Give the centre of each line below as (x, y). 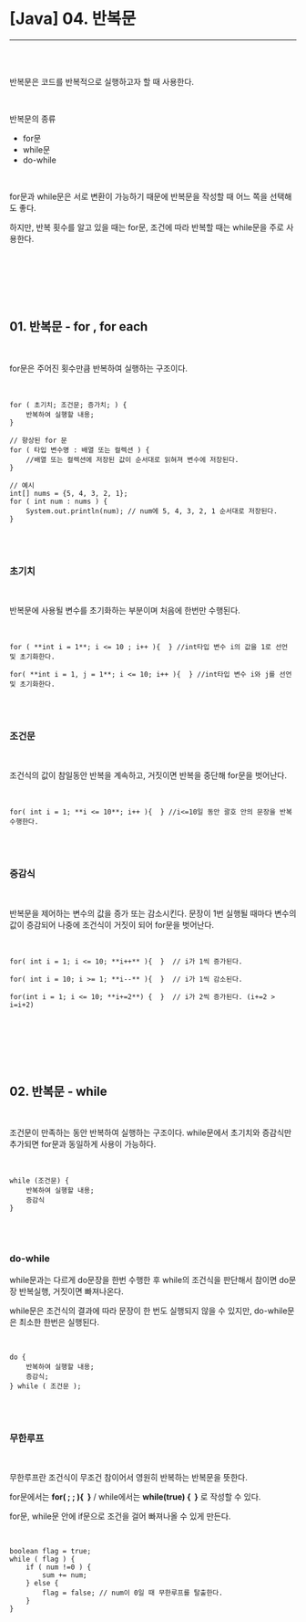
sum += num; (65, 1575)
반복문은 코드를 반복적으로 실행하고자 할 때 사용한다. (102, 81)
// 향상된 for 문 (39, 440)
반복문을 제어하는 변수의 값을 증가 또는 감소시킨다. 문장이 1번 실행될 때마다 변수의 (153, 913)
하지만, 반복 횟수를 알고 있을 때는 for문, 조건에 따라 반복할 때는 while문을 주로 (147, 227)
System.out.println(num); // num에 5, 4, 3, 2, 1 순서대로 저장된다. (152, 511)
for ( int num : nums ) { (58, 501)
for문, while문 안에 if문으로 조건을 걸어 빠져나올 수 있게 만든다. (120, 1516)
